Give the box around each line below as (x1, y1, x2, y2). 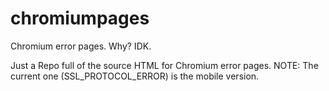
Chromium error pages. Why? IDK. (10, 40, 152, 52)
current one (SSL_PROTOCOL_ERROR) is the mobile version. (10, 70, 260, 82)
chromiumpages (10, 7, 150, 30)
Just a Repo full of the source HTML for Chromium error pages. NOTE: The (10, 59, 319, 71)
